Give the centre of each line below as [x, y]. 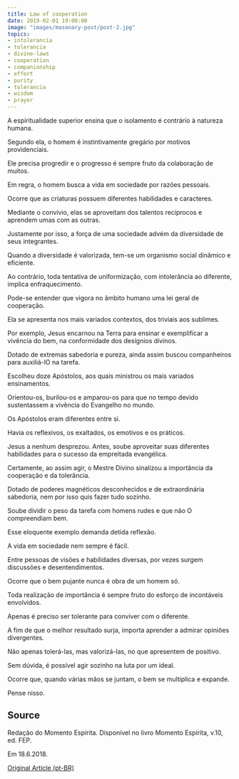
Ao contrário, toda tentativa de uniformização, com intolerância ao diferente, [120, 276]
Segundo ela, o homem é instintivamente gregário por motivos [99, 142]
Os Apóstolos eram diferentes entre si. [64, 419]
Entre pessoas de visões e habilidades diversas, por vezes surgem [105, 560]
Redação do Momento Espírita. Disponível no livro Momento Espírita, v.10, [115, 733]
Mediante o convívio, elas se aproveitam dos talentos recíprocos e [105, 212]
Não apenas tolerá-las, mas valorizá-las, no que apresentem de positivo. [114, 651]
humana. [20, 128]
